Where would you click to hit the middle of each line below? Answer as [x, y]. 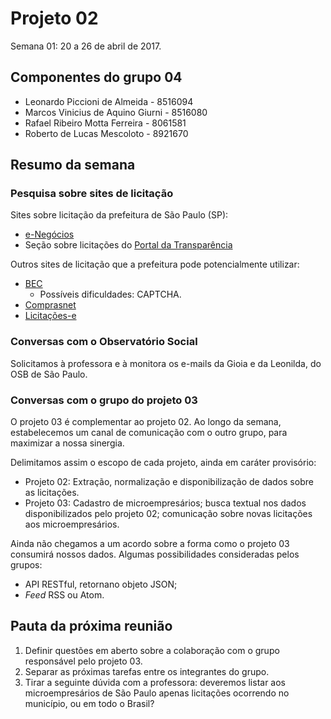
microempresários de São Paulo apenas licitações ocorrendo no [157, 693]
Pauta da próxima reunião [91, 626]
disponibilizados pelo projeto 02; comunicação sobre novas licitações [168, 514]
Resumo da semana [73, 165]
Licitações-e [50, 316]
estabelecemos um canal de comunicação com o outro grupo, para [149, 433]
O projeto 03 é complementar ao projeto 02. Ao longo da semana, [146, 422]
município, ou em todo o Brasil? [89, 703]
